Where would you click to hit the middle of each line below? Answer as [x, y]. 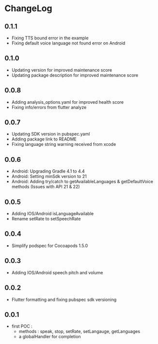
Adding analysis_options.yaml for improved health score [68, 102]
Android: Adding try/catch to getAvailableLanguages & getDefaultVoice [82, 182]
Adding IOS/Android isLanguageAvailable [53, 214]
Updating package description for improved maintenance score [75, 75]
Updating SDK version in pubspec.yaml [51, 134]
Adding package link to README [44, 139]
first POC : [22, 326]
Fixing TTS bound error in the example [50, 38]
